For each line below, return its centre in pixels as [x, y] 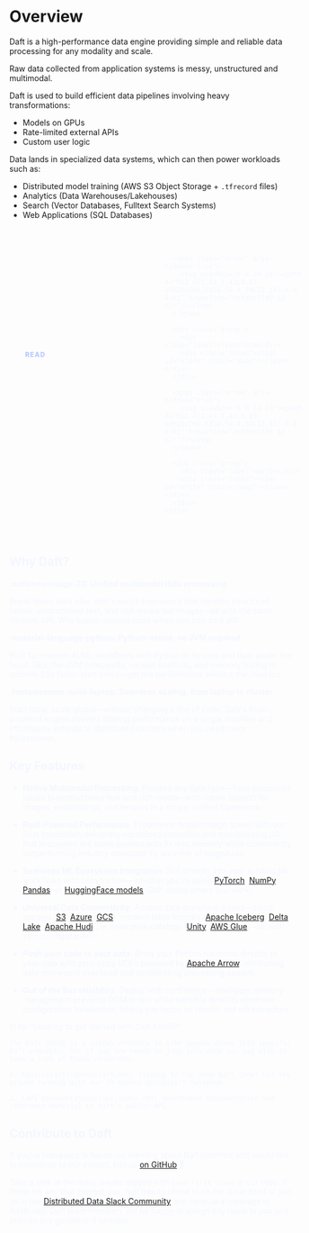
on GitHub [158, 1165]
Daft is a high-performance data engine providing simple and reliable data [146, 41]
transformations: [40, 104]
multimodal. [31, 77]
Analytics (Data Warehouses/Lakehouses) [100, 195]
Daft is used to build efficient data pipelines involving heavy [119, 95]
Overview [46, 17]
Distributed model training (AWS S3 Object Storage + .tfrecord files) [150, 186]
